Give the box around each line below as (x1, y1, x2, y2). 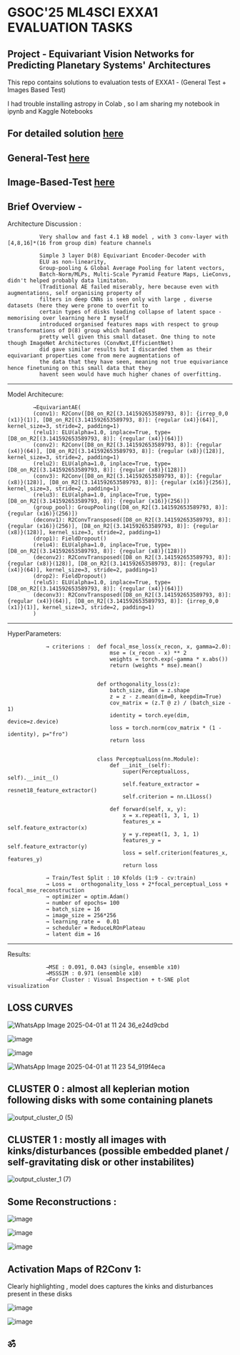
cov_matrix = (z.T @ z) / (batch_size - (109, 699, 232, 706)
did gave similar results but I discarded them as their (39, 346, 213, 353)
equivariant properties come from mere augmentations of (7, 351, 181, 359)
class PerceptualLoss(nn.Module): (96, 755, 200, 763)
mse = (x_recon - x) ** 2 (109, 649, 187, 656)
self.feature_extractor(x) (7, 824, 88, 831)
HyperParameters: (7, 629, 62, 638)
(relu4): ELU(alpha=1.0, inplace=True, (33, 541, 152, 549)
